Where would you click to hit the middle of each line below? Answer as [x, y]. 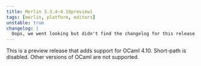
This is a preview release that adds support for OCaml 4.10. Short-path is [96, 51]
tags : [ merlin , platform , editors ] [51, 17]
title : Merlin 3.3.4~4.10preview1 [50, 12]
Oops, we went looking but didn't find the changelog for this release [104, 34]
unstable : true [25, 23]
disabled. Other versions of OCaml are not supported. [73, 57]
